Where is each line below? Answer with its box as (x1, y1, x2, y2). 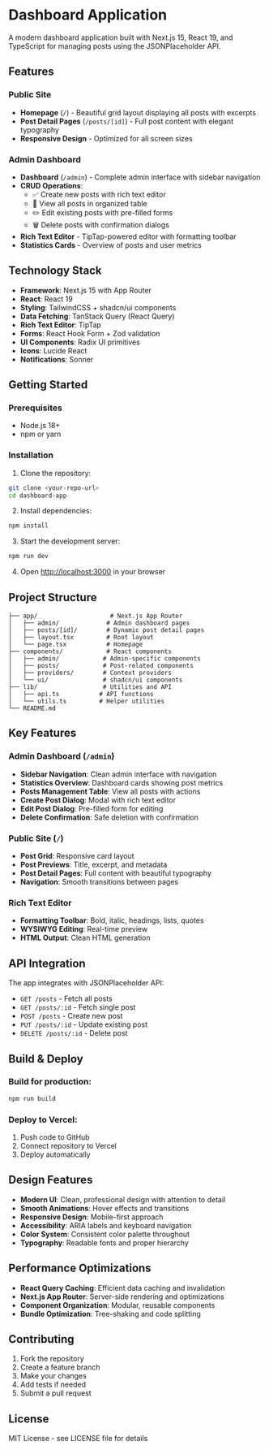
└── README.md (8, 704, 57, 712)
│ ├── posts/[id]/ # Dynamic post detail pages (8, 626, 205, 634)
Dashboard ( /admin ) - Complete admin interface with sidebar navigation (19, 172, 261, 182)
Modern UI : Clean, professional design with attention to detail (19, 1194, 226, 1204)
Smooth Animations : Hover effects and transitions (19, 1203, 190, 1213)
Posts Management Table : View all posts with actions (19, 786, 201, 796)
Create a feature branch (19, 1362, 100, 1372)
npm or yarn (19, 429, 62, 439)
